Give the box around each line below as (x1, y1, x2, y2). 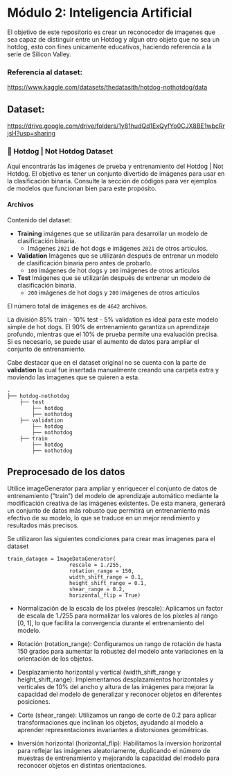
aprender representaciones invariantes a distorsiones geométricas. (17, 726, 209, 734)
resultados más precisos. (7, 521, 80, 529)
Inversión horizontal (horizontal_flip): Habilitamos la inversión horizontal (17, 739, 222, 748)
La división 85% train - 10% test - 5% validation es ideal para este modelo (7, 315, 219, 324)
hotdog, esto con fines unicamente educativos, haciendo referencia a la (7, 42, 213, 51)
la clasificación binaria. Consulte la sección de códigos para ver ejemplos (7, 177, 217, 185)
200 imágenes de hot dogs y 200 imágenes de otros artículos (27, 288, 200, 297)
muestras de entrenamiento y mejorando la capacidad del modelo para (17, 754, 220, 762)
